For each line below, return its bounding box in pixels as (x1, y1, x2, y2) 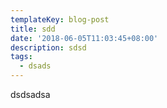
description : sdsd (10, 42, 87, 53)
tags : (10, 52, 33, 62)
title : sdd (10, 24, 56, 34)
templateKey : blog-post (10, 14, 110, 25)
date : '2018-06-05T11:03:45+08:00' (10, 33, 159, 43)
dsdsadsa (10, 89, 51, 100)
